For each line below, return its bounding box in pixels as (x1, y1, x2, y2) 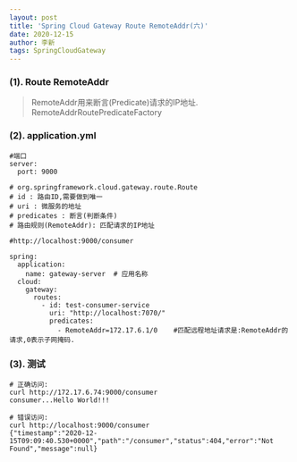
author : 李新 (9, 38, 55, 47)
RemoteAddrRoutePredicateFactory (30, 107, 163, 118)
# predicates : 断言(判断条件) (9, 211, 118, 220)
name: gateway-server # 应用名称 (25, 269, 149, 278)
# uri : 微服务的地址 (9, 202, 82, 211)
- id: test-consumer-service (41, 300, 150, 309)
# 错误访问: (9, 413, 49, 423)
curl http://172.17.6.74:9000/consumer (9, 388, 158, 398)
